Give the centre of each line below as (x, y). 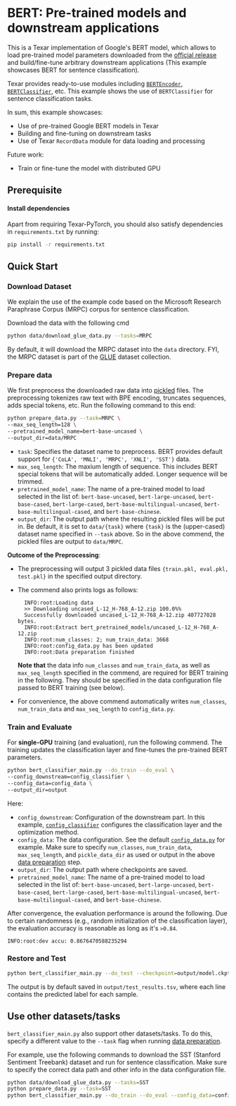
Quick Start (33, 266)
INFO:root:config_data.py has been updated (88, 646)
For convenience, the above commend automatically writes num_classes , (122, 701)
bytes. (27, 621)
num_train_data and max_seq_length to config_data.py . (96, 708)
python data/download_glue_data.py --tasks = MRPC (80, 336)
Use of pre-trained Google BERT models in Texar (88, 125)
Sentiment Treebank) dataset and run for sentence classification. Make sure (117, 1062)
